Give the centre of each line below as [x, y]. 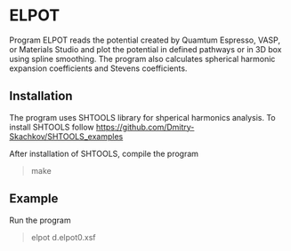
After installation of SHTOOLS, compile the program [104, 153]
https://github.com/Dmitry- [145, 127]
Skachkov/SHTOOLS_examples [66, 136]
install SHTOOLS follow [52, 127]
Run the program [40, 220]
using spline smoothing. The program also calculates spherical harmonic [142, 59]
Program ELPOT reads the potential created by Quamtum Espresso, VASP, [145, 40]
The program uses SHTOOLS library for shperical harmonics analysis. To [142, 117]
